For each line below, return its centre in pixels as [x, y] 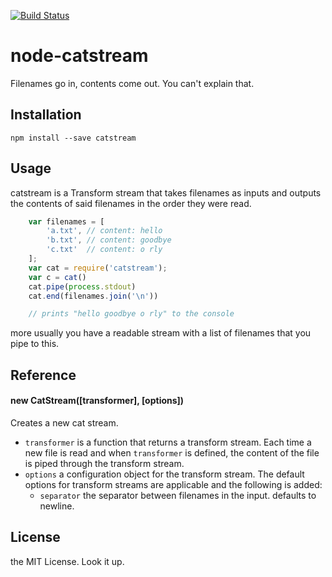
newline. [57, 506]
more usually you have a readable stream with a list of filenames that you [161, 333]
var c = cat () [57, 277]
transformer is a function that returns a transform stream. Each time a [168, 442]
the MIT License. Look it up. [67, 561]
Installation [46, 115]
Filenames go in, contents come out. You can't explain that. [132, 83]
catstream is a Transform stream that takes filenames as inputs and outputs [166, 192]
